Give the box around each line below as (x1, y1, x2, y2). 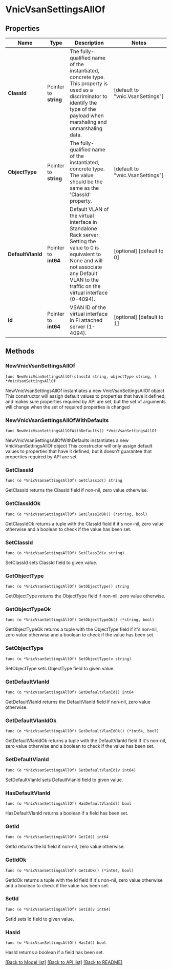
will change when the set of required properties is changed (5, 404, 130, 410)
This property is (70, 80, 108, 87)
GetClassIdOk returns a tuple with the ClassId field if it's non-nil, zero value (5, 520, 164, 527)
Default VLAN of (70, 206, 109, 212)
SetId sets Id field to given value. (5, 916, 74, 922)
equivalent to (70, 250, 101, 258)
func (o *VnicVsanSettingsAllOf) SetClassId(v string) (5, 550, 125, 555)
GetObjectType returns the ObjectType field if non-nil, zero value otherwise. (5, 593, 165, 599)
